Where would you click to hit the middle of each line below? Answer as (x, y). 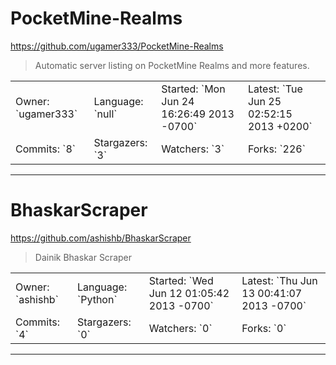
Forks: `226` (276, 149)
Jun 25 (264, 101)
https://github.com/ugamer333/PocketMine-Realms (117, 46)
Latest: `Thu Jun (279, 280)
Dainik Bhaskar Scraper (83, 257)
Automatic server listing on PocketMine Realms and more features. (172, 65)
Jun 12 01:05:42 (189, 293)
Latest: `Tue (275, 89)
